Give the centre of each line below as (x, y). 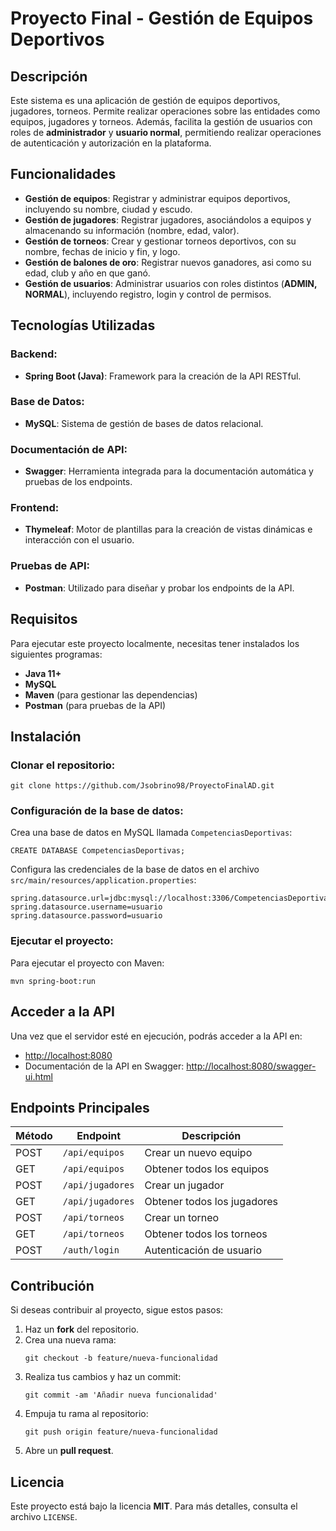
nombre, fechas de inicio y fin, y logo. (102, 251)
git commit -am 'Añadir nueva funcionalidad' (121, 1395)
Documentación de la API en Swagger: (104, 1066)
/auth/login (91, 1250)
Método (34, 1136)
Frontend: (35, 508)
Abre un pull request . (69, 1451)
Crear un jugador (184, 1185)
